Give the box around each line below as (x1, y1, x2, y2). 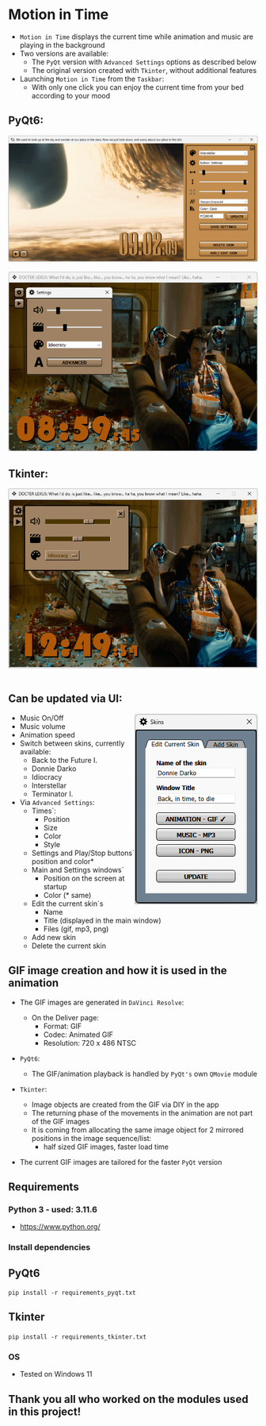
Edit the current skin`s (31, 899, 104, 908)
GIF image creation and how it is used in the (8, 964, 227, 977)
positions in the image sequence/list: (31, 1133, 152, 1143)
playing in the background (19, 40, 105, 49)
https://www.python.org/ (19, 1222, 101, 1231)
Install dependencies (8, 1242, 91, 1253)
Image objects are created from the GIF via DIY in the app (31, 1100, 219, 1109)
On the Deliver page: (31, 1012, 99, 1022)
